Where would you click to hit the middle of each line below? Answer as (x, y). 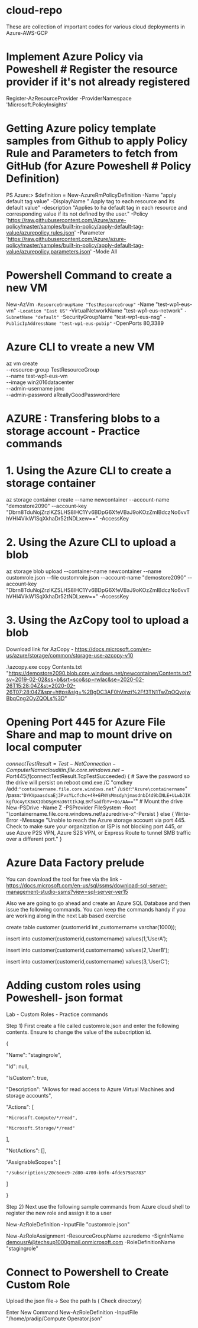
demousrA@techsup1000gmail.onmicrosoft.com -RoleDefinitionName (91, 1242)
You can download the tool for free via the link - (64, 879)
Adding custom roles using (74, 985)
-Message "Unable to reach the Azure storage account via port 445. (103, 820)
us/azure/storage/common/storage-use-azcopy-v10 (70, 655)
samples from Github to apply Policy (97, 141)
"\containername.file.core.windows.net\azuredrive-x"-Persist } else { (90, 813)
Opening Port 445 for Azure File (86, 722)
